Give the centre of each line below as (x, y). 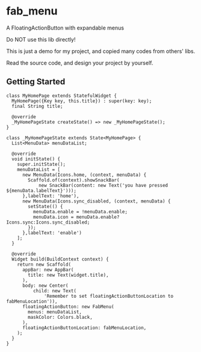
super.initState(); (42, 164)
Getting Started (36, 82)
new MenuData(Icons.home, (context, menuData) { (84, 175)
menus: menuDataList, (55, 312)
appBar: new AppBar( (48, 269)
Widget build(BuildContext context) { (60, 259)
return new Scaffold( (44, 264)
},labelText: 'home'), (51, 196)
